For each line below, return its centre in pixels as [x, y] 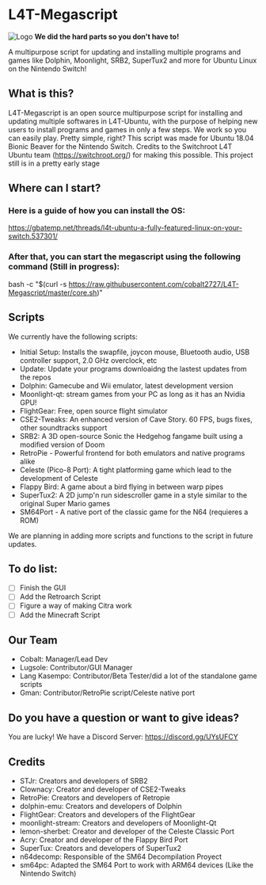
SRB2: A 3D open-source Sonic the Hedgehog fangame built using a [131, 436]
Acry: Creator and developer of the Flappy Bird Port [104, 840]
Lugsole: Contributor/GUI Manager [76, 668]
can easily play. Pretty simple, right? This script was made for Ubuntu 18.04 [131, 138]
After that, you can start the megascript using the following [125, 257]
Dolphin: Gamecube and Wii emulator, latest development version [126, 385]
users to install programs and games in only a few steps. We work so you [127, 129]
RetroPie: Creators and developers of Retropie [95, 798]
